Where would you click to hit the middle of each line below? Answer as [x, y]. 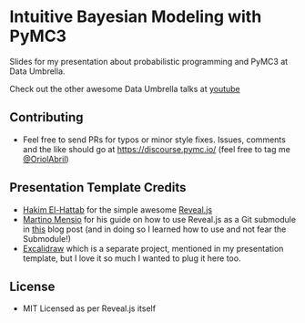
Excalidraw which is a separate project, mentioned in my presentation [153, 248]
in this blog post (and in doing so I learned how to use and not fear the [154, 229]
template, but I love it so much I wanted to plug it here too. [132, 258]
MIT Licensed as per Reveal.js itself [89, 308]
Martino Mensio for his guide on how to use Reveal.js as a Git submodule [159, 219]
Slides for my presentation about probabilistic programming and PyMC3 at [149, 61]
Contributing [46, 117]
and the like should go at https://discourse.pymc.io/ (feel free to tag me [157, 149]
